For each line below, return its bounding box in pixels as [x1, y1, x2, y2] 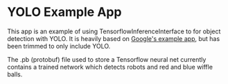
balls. [7, 70, 23, 78]
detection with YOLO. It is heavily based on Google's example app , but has [7, 34, 220, 42]
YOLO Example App [7, 4, 122, 20]
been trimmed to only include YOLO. [7, 42, 111, 50]
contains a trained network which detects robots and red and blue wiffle [7, 62, 213, 71]
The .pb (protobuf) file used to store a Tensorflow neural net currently [7, 55, 207, 63]
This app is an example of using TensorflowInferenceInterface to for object [7, 27, 221, 35]
